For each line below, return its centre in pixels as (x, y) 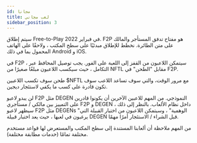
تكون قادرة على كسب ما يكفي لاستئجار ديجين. (57, 87)
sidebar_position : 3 (32, 22)
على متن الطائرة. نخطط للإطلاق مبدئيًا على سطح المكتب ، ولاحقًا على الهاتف (90, 45)
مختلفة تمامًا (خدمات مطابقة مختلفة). (47, 134)
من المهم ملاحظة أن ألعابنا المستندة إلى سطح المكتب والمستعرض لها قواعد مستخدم (99, 128)
